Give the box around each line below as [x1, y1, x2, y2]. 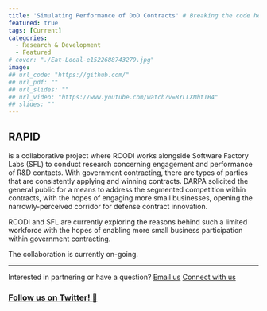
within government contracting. [8, 234, 111, 243]
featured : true [8, 19, 59, 27]
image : [8, 64, 30, 72]
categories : [8, 33, 48, 42]
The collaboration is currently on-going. [8, 249, 139, 259]
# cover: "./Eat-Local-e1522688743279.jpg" [8, 56, 155, 64]
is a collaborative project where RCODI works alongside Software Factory [8, 150, 249, 160]
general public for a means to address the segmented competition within [8, 185, 246, 194]
